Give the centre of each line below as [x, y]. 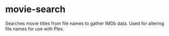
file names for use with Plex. [35, 28]
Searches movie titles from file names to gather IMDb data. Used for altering [85, 23]
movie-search [35, 9]
